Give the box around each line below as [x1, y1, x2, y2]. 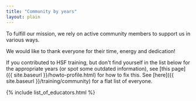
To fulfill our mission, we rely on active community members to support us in [6, 30, 191, 37]
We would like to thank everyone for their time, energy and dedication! [6, 47, 176, 54]
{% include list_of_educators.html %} [6, 89, 95, 96]
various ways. [6, 36, 40, 43]
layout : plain [6, 14, 41, 20]
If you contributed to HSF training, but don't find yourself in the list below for [6, 59, 190, 66]
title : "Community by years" [6, 8, 77, 15]
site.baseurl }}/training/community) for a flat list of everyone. [6, 77, 153, 85]
